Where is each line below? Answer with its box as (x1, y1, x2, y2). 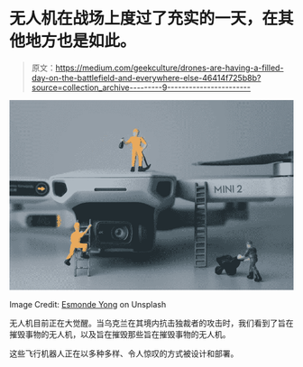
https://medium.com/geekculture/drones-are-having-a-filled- (55, 62, 284, 73)
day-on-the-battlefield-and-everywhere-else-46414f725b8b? (31, 72, 262, 83)
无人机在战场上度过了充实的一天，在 (9, 8, 279, 29)
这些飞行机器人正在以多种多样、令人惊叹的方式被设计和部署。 (9, 348, 239, 359)
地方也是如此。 (25, 31, 137, 51)
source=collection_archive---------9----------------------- (31, 82, 251, 93)
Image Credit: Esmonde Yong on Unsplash (9, 298, 167, 309)
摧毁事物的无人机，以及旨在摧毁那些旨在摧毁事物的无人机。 (9, 328, 231, 339)
